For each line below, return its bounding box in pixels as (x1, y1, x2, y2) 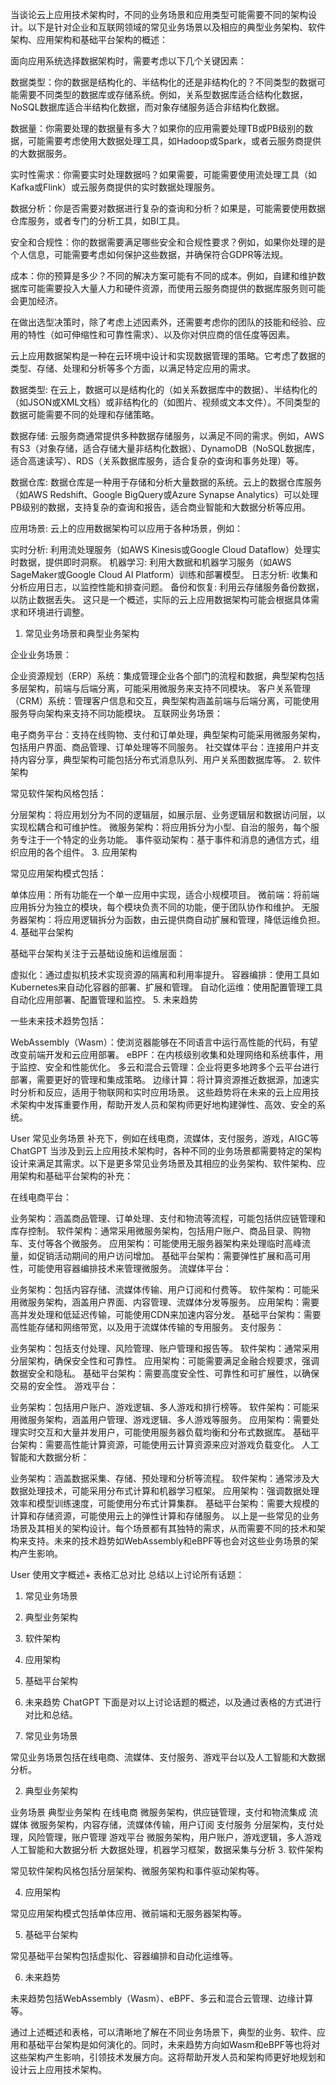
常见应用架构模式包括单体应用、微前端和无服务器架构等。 (10, 1908, 247, 1919)
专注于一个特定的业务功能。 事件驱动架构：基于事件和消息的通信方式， (18, 834, 311, 845)
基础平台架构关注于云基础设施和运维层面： (10, 948, 186, 959)
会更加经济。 (10, 295, 63, 307)
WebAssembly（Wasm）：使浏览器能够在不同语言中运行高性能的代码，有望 (10, 1036, 318, 1048)
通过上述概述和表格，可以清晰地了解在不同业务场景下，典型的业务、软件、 (10, 2026, 317, 2038)
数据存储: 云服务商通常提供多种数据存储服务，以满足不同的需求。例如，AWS (10, 430, 325, 442)
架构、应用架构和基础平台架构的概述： (10, 34, 168, 45)
